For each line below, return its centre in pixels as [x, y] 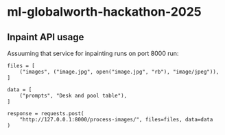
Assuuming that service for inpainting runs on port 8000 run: [93, 53]
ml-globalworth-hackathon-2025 [104, 12]
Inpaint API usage [46, 37]
